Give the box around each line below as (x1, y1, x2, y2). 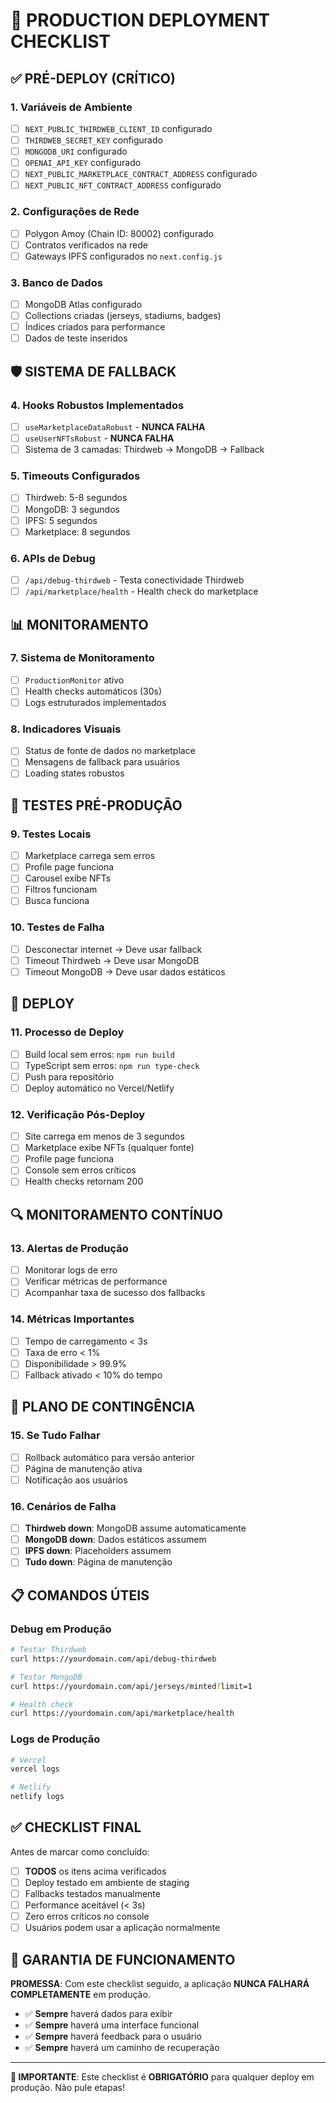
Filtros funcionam (24, 884, 98, 896)
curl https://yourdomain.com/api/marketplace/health (10, 1709, 235, 1719)
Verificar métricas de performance (24, 1275, 168, 1288)
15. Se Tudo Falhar (10, 1429, 101, 1443)
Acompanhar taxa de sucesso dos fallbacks (24, 1287, 206, 1299)
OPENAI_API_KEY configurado (24, 157, 142, 169)
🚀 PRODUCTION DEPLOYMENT (10, 9, 271, 32)
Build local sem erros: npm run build (24, 1048, 175, 1060)
